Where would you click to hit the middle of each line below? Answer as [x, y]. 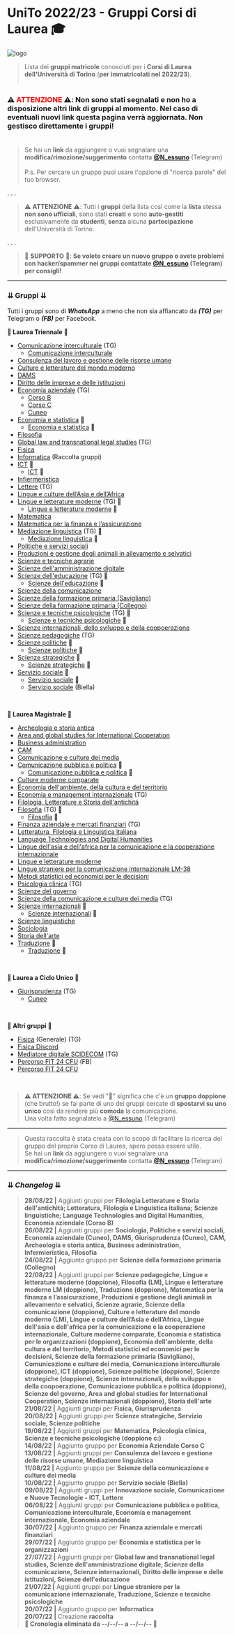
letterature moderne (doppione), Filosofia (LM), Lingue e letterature [124, 1282]
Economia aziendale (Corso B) [69, 1223]
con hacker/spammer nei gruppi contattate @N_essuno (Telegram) [123, 264]
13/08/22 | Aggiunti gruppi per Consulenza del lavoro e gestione [118, 1453]
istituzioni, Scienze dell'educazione [77, 1579]
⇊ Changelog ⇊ [34, 1185]
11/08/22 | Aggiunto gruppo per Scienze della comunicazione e [116, 1468]
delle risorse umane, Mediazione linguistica [89, 1460]
